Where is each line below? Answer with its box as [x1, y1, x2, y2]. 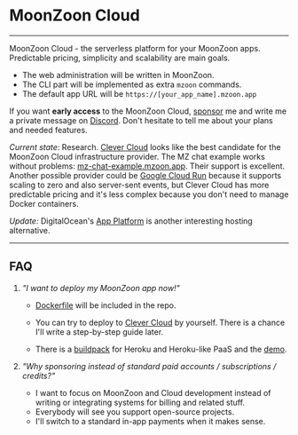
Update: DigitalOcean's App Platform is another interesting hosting [9, 215, 253, 226]
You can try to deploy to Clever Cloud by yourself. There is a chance [35, 317, 286, 328]
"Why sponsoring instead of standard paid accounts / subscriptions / [21, 360, 277, 371]
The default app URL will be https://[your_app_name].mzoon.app [21, 88, 257, 99]
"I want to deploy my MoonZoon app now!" [21, 282, 180, 293]
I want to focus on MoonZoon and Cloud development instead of [35, 387, 272, 398]
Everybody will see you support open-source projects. [35, 406, 235, 417]
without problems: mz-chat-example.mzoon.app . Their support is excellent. [9, 161, 286, 171]
